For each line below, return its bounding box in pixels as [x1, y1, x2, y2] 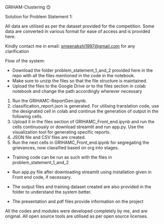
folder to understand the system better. [12, 189, 92, 195]
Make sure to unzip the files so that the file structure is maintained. [12, 78, 147, 84]
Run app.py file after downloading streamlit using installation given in [12, 169, 152, 175]
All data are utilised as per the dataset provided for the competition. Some [5, 23, 155, 29]
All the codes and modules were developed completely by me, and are [5, 208, 148, 214]
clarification [5, 49, 29, 54]
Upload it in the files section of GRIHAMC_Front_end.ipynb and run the [12, 119, 155, 124]
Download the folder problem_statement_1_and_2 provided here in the [12, 67, 153, 73]
